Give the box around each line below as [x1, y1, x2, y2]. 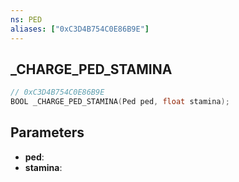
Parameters [10, 124, 85, 141]
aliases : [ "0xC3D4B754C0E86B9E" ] [10, 24, 150, 34]
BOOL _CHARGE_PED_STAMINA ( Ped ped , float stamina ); [10, 97, 230, 107]
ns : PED [10, 14, 43, 25]
